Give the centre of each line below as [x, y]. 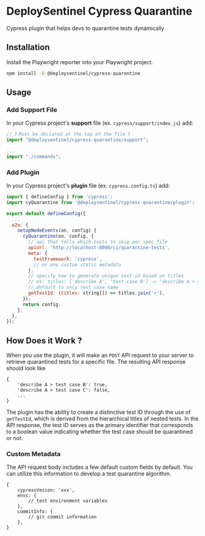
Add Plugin [23, 172]
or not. [15, 438]
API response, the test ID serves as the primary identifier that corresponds [100, 425]
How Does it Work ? [44, 340]
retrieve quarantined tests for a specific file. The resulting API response [96, 362]
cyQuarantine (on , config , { [58, 237]
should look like [26, 369]
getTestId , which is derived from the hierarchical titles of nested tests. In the [103, 419]
